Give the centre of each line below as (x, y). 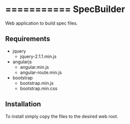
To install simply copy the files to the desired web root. (62, 116)
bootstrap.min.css (39, 88)
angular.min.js (34, 67)
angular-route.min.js (41, 72)
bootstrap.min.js (37, 83)
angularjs (22, 62)
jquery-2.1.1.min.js (38, 56)
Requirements (28, 39)
